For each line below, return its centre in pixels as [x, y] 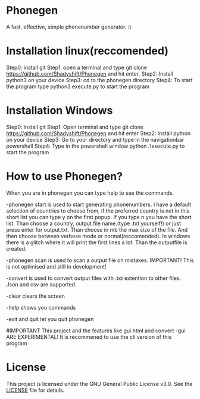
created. [16, 248]
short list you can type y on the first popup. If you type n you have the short [99, 217]
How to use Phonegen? [65, 176]
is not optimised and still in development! [56, 266]
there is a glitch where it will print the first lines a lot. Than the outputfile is [97, 242]
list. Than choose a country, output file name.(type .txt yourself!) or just [94, 223]
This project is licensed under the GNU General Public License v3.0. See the [99, 384]
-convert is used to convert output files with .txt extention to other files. [94, 278]
